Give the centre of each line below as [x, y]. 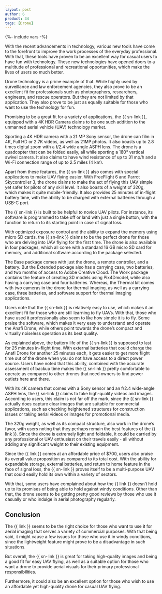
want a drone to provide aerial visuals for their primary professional [72, 567]
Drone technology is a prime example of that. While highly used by [71, 82]
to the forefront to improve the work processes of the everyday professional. [81, 52]
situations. [15, 547]
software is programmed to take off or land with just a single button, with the [81, 217]
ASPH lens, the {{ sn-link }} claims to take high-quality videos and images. [79, 394]
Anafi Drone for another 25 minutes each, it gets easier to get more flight [77, 353]
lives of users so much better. [35, 72]
